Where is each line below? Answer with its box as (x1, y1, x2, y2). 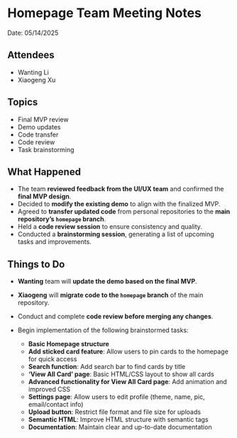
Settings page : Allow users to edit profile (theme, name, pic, (28, 392, 205, 401)
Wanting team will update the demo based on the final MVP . (17, 277, 197, 286)
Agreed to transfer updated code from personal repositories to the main (17, 208, 231, 216)
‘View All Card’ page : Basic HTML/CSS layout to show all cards (28, 370, 214, 378)
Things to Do (7, 258, 65, 270)
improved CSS (28, 385, 71, 394)
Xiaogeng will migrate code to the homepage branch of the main (17, 291, 204, 299)
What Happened (7, 166, 82, 178)
